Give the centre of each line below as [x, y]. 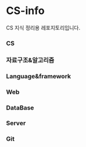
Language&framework [39, 76]
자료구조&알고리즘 [30, 60]
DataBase [20, 108]
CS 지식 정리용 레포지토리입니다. [43, 28]
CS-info [25, 11]
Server [16, 123]
